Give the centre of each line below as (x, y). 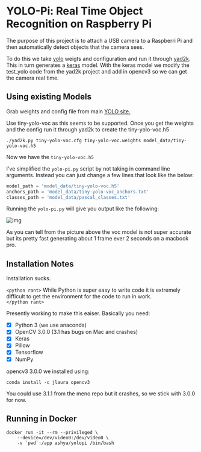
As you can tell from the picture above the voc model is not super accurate (99, 232)
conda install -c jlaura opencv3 (48, 382)
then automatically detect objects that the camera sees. (75, 47)
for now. (17, 400)
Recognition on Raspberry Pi (79, 24)
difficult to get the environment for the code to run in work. (79, 297)
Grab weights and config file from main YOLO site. (68, 111)
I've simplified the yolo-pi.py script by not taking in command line (88, 168)
